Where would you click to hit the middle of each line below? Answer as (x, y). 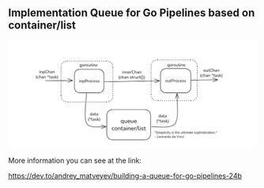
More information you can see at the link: (75, 160)
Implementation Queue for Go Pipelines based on (132, 13)
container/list (42, 26)
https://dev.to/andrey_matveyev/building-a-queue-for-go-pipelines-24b (125, 175)
